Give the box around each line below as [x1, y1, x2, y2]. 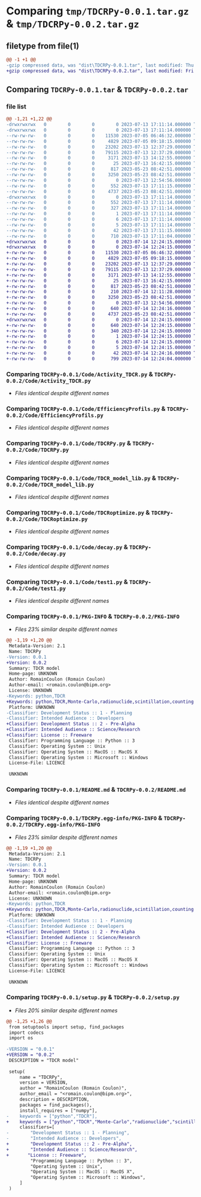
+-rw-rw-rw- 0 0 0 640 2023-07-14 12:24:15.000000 [6, 322, 191, 328]
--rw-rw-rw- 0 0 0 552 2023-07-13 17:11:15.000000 [6, 183, 191, 189]
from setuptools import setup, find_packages [8, 1024, 124, 1030]
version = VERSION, [19, 1079, 68, 1086]
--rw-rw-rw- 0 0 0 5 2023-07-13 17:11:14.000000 [6, 222, 191, 228]
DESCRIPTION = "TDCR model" [8, 1057, 79, 1063]
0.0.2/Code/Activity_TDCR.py [6, 377, 92, 384]
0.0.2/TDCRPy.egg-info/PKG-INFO [6, 822, 100, 828]
